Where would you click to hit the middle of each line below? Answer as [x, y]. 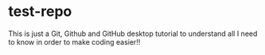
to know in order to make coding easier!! [74, 41]
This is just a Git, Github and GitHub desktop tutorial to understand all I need [133, 33]
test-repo [40, 12]
